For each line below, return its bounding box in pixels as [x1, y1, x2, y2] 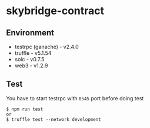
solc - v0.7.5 [14, 56, 45, 63]
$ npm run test [6, 106, 44, 112]
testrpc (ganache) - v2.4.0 [14, 43, 79, 50]
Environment [6, 28, 55, 38]
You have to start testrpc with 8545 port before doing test [6, 94, 144, 101]
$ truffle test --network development [6, 116, 101, 122]
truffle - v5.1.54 [14, 50, 52, 57]
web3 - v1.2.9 [14, 62, 48, 69]
